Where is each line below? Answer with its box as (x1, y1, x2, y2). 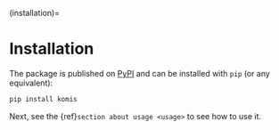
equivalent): (9, 77, 53, 88)
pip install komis (9, 94, 78, 103)
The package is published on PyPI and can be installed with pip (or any (9, 68, 270, 78)
